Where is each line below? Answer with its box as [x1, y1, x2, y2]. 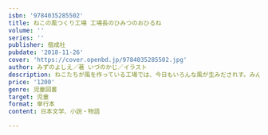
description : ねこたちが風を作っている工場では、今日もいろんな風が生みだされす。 [8, 71, 250, 79]
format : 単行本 [8, 100, 55, 108]
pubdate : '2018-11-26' [8, 48, 84, 56]
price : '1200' [8, 78, 56, 86]
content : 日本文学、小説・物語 [8, 108, 100, 116]
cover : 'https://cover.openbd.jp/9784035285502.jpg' [8, 56, 187, 64]
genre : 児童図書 [8, 85, 57, 94]
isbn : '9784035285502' [8, 11, 84, 20]
